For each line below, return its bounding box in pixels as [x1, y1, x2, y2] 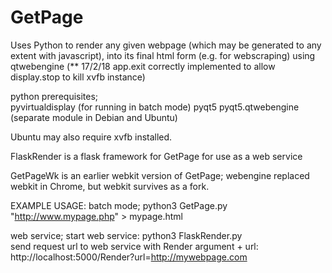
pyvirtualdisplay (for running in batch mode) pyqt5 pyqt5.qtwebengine [10, 101, 300, 113]
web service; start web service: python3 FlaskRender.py [10, 229, 243, 241]
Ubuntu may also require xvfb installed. [10, 131, 173, 143]
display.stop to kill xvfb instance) [10, 71, 146, 83]
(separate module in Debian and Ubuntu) [10, 111, 178, 123]
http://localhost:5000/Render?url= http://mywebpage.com [10, 251, 248, 263]
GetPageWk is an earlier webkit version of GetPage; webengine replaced [10, 169, 310, 181]
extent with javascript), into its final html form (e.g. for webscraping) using [10, 49, 316, 61]
